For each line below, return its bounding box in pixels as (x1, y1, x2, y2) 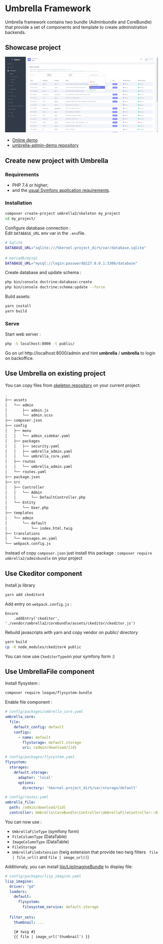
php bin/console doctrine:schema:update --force (5, 285, 105, 290)
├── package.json (5, 474, 40, 480)
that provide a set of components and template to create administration (5, 24, 147, 30)
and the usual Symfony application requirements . (12, 187, 111, 193)
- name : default (17, 735, 51, 740)
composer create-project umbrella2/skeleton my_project (5, 211, 120, 216)
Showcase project (5, 43, 61, 52)
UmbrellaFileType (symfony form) (12, 828, 79, 834)
